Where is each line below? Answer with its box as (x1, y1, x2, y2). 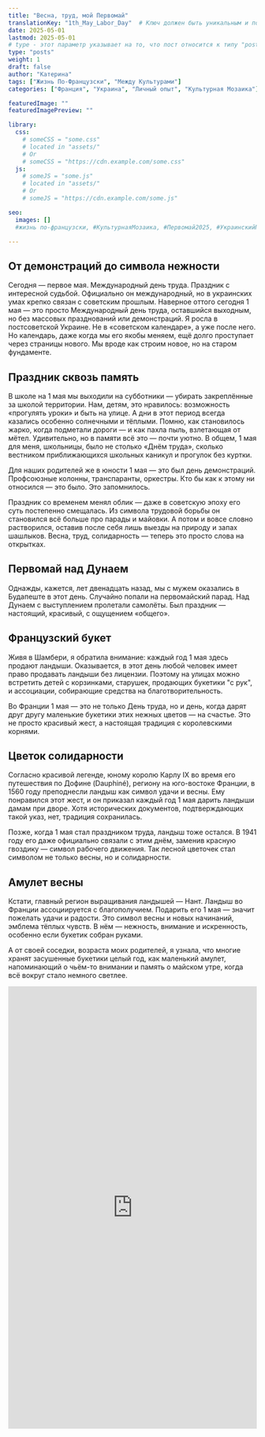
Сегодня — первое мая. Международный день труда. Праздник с (8, 280, 230, 290)
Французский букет (8, 631, 112, 645)
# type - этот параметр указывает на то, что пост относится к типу (8, 41, 238, 49)
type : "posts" (8, 48, 55, 56)
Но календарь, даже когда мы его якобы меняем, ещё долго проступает (8, 331, 254, 340)
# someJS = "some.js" (22, 172, 93, 180)
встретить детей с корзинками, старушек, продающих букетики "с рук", (8, 677, 252, 687)
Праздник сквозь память (8, 371, 140, 384)
